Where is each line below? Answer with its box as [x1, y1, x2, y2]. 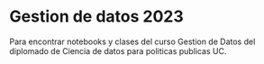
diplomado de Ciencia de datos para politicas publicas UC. [9, 45, 227, 56]
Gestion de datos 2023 [9, 6, 185, 27]
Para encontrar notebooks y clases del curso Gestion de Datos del [9, 36, 256, 47]
